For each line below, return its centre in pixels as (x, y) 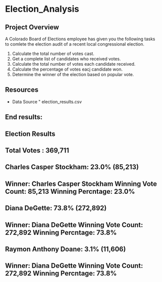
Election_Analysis (42, 9)
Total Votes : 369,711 (37, 150)
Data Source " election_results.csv (47, 102)
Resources (22, 90)
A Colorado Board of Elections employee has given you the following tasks (80, 39)
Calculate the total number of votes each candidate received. (74, 64)
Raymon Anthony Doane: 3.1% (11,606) (66, 249)
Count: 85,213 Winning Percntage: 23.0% (70, 192)
